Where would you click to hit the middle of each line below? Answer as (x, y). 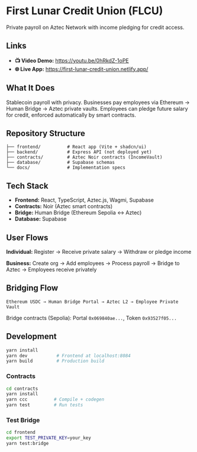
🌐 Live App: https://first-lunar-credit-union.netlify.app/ (81, 69)
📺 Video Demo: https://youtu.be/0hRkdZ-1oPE (72, 60)
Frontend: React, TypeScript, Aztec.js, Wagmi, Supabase (84, 200)
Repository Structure (46, 133)
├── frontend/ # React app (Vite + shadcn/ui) (76, 147)
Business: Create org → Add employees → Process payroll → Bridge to (93, 263)
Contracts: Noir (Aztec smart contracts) (64, 206)
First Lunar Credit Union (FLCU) (85, 11)
